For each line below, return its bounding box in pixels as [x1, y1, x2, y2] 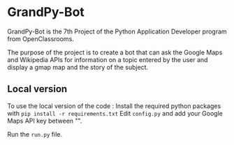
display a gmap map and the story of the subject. [7, 63, 149, 71]
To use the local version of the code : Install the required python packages [7, 102, 221, 110]
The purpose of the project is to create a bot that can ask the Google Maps [7, 48, 223, 56]
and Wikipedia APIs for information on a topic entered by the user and [7, 55, 208, 63]
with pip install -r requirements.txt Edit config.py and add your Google [7, 109, 224, 117]
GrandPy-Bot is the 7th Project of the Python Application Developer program [7, 27, 227, 36]
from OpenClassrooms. [7, 34, 75, 43]
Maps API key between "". [7, 116, 82, 125]
